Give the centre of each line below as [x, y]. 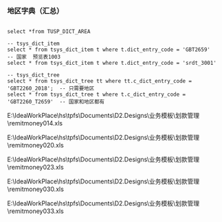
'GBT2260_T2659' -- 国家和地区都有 [56, 102]
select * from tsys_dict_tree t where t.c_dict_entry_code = [97, 94]
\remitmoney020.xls [35, 145]
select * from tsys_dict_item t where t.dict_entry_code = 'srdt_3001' [112, 63]
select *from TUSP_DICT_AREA [49, 32]
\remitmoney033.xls [35, 211]
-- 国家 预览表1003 [34, 57]
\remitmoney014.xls [35, 123]
